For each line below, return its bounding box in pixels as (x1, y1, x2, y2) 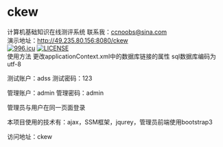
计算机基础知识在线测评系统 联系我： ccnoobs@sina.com (7, 27, 167, 36)
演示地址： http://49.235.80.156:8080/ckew (7, 36, 128, 45)
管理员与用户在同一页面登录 (7, 103, 86, 111)
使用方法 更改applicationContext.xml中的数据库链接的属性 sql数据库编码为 (7, 52, 216, 60)
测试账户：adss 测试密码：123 (7, 73, 93, 82)
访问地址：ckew (7, 132, 53, 141)
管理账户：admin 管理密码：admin (7, 89, 104, 97)
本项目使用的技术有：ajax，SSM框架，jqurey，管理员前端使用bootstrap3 (7, 117, 213, 126)
